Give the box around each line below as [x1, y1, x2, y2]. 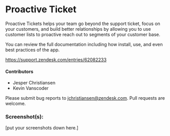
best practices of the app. [5, 47, 60, 53]
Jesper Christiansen [12, 80, 55, 86]
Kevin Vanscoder [12, 85, 49, 92]
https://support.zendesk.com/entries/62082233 [5, 56, 107, 62]
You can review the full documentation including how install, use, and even [5, 41, 163, 47]
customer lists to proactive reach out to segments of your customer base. [5, 31, 160, 37]
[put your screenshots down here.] [5, 125, 78, 131]
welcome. [5, 101, 26, 107]
